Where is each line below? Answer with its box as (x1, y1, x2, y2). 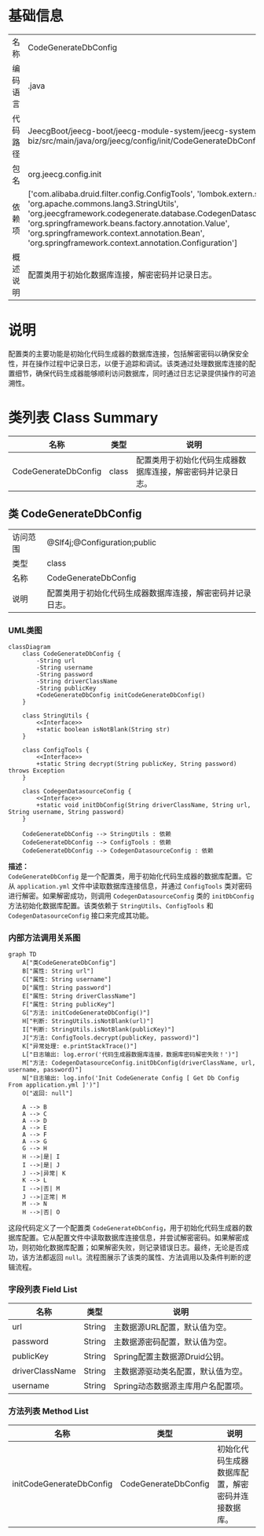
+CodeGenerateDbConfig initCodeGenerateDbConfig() (36, 691, 206, 699)
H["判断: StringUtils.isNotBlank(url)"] (22, 1017, 154, 1025)
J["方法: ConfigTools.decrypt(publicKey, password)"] (22, 1034, 200, 1042)
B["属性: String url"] (22, 967, 94, 975)
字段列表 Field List (8, 1284, 78, 1295)
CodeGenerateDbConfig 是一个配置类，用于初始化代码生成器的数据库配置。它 (8, 871, 253, 881)
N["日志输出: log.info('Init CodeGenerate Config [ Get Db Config (22, 1074, 240, 1083)
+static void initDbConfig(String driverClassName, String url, (36, 801, 251, 809)
